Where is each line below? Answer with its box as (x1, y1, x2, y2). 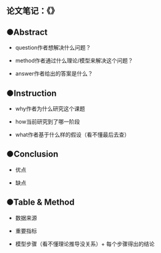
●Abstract (6, 27, 48, 37)
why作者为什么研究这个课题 (15, 105, 86, 112)
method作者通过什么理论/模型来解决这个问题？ (15, 57, 133, 64)
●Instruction (6, 88, 57, 98)
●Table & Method (6, 197, 75, 208)
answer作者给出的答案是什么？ (15, 70, 93, 78)
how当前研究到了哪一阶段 (15, 118, 80, 125)
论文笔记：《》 (6, 5, 59, 16)
